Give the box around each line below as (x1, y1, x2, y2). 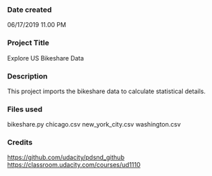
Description (7, 71, 48, 81)
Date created (7, 5, 52, 15)
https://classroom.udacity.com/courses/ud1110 (7, 161, 141, 169)
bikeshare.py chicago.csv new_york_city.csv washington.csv (7, 120, 181, 129)
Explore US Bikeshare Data (7, 54, 85, 62)
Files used (7, 104, 43, 114)
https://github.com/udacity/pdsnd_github (7, 153, 125, 161)
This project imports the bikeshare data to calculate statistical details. (7, 87, 206, 95)
